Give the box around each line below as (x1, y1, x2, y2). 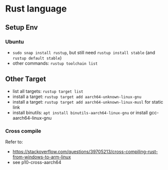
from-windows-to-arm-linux (12, 154, 71, 160)
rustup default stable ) (12, 55, 62, 61)
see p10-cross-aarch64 (12, 159, 61, 165)
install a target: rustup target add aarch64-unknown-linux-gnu (12, 94, 142, 100)
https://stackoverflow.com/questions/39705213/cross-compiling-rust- (12, 148, 158, 154)
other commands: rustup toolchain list (12, 60, 98, 66)
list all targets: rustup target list (12, 88, 84, 94)
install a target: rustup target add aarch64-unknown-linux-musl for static (12, 99, 163, 105)
